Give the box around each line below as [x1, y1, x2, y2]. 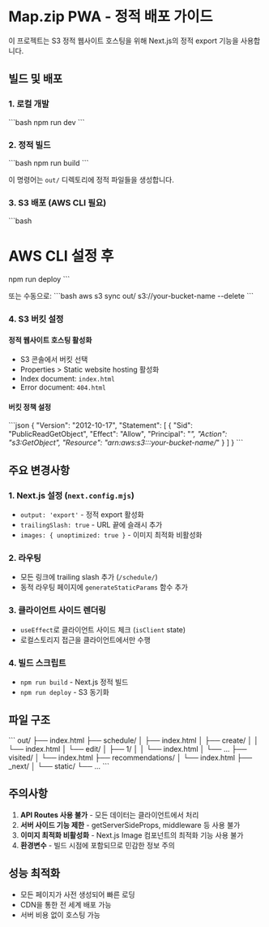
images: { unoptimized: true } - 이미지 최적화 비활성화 [19, 530, 203, 540]
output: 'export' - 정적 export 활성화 [19, 510, 144, 520]
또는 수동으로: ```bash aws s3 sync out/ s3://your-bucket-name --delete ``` [8, 291, 254, 301]
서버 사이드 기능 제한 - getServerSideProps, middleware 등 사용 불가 [19, 820, 241, 830]
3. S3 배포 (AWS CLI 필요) [8, 196, 107, 208]
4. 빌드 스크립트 [8, 657, 66, 668]
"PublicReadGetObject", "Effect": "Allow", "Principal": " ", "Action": [8, 429, 228, 439]
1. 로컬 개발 [8, 98, 49, 110]
